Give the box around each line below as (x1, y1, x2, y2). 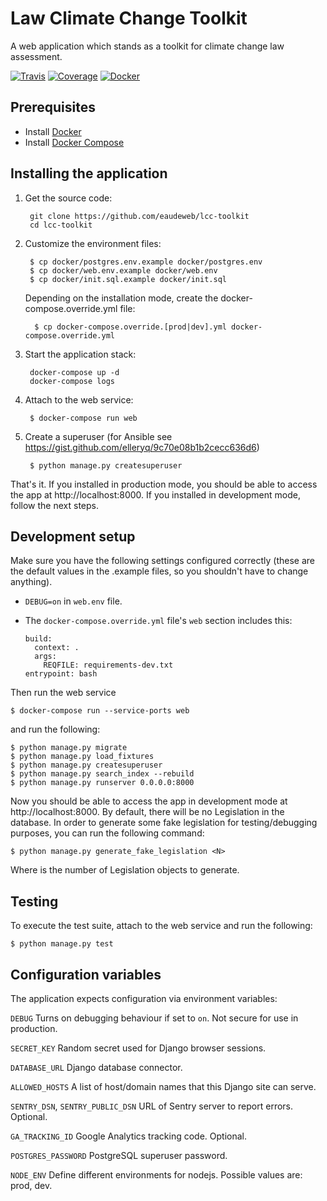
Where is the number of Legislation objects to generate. (10, 864, 240, 876)
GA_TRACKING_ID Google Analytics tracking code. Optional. (10, 1130, 247, 1142)
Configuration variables (10, 966, 162, 983)
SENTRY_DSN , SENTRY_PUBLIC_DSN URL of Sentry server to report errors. (10, 1100, 294, 1112)
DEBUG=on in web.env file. (24, 595, 123, 607)
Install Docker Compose (24, 136, 125, 148)
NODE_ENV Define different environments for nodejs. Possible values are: (10, 1169, 303, 1181)
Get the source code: (24, 192, 113, 204)
